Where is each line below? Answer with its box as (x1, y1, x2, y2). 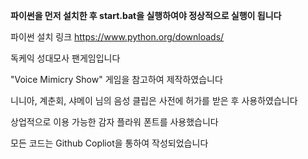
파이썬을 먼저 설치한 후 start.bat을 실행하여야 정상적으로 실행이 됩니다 (10, 10, 282, 21)
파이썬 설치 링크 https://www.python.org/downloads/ (10, 31, 225, 43)
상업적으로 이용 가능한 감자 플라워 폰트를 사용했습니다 (10, 116, 219, 128)
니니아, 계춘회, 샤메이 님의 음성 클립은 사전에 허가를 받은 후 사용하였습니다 (10, 95, 298, 106)
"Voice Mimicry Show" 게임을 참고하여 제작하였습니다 (10, 74, 223, 85)
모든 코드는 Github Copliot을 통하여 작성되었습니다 (10, 137, 209, 149)
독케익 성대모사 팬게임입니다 (10, 52, 121, 64)
